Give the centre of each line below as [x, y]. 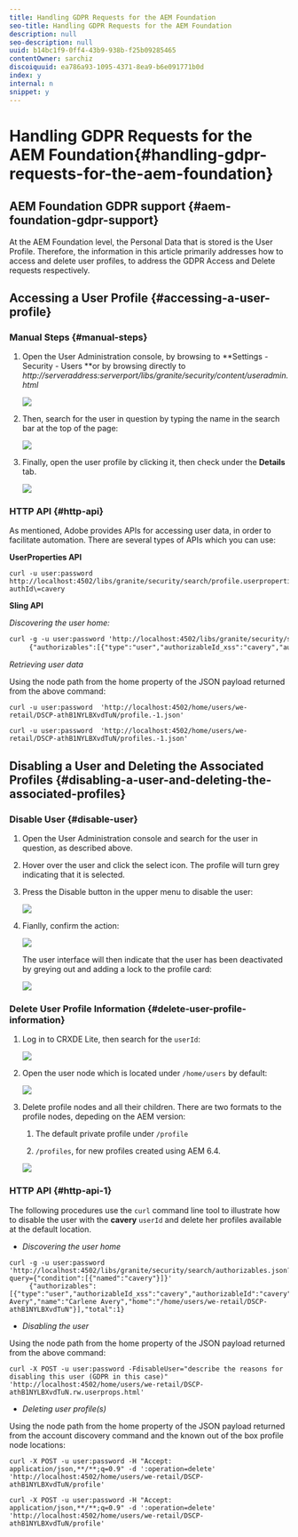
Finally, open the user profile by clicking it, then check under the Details [153, 463]
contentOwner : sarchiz [51, 59]
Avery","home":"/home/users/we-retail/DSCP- [184, 1301]
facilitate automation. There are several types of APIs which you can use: [143, 540]
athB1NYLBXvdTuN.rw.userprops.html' [77, 1392]
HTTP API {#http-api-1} [61, 1191]
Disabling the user [55, 1325]
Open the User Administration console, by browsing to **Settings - [145, 357]
